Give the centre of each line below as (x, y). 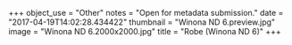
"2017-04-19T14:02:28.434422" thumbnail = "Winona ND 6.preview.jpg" (142, 22)
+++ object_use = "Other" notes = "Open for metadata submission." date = (146, 13)
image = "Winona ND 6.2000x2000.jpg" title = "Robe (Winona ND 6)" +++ (145, 31)
